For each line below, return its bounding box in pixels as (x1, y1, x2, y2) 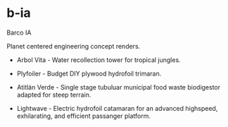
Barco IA (6, 28, 32, 37)
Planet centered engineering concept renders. (6, 42, 141, 50)
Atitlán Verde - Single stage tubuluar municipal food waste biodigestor (16, 83, 221, 91)
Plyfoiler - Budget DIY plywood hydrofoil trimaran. (16, 69, 162, 78)
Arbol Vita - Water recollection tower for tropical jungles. (16, 55, 181, 64)
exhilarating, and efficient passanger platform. (16, 111, 151, 120)
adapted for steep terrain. (16, 90, 91, 99)
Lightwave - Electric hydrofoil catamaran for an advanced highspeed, (16, 104, 218, 112)
